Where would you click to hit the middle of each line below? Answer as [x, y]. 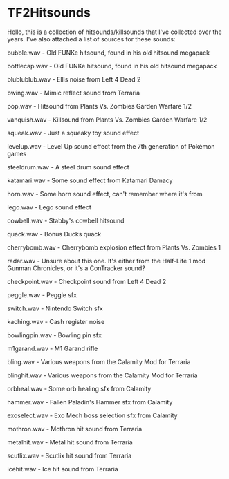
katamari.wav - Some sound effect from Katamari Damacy [90, 180]
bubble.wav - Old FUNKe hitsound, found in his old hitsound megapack [108, 53]
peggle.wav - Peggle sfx [42, 294]
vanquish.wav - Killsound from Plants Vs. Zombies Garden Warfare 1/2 [107, 120]
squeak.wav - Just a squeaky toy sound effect [73, 133]
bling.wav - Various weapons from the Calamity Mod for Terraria [99, 361]
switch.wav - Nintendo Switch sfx [55, 308]
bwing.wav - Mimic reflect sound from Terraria [74, 93]
